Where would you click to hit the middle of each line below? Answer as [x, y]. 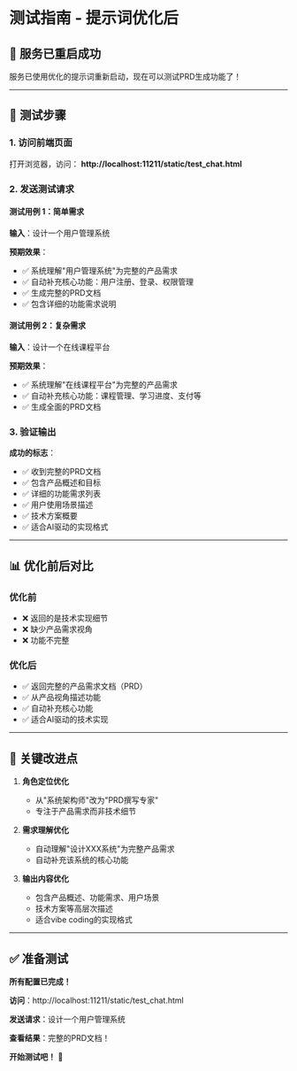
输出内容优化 [45, 879]
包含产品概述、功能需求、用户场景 [97, 898]
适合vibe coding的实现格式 [84, 920]
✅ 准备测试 [39, 958]
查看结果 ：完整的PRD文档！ [60, 1037]
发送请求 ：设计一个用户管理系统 [67, 1019]
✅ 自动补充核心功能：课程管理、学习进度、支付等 [111, 396]
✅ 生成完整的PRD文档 [61, 292]
